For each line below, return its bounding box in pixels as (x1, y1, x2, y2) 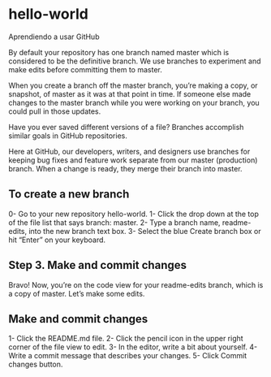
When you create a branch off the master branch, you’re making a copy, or (8, 80, 258, 90)
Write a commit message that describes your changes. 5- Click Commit (8, 351, 247, 361)
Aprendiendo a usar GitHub (8, 32, 100, 41)
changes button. (8, 359, 63, 370)
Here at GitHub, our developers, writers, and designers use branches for (8, 146, 251, 156)
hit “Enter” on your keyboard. (8, 235, 106, 245)
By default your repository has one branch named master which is (8, 47, 230, 57)
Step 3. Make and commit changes (8, 258, 187, 272)
